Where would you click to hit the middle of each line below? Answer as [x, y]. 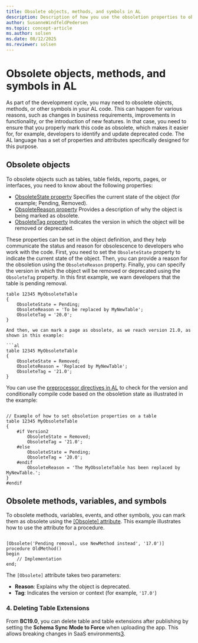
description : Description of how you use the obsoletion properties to [96, 17]
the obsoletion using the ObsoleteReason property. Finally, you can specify [96, 264]
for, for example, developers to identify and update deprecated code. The [95, 134]
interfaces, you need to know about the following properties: [80, 185]
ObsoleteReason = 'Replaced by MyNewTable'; [72, 366]
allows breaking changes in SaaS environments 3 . [66, 634]
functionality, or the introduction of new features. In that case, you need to [96, 121]
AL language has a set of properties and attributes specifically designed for [98, 140]
